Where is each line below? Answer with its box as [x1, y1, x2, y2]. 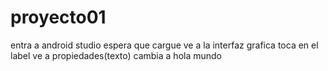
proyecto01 [10, 6, 107, 29]
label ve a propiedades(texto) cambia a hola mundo [10, 49, 222, 61]
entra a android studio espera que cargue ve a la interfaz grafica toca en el [10, 39, 319, 51]
